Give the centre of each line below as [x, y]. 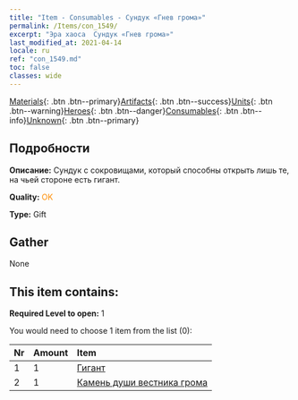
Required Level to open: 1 [57, 313]
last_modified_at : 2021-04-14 [66, 43]
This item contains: [64, 292]
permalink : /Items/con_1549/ [64, 26]
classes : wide [36, 76]
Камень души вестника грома [142, 383]
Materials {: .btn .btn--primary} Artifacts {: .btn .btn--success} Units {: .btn [141, 101]
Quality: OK [31, 197]
